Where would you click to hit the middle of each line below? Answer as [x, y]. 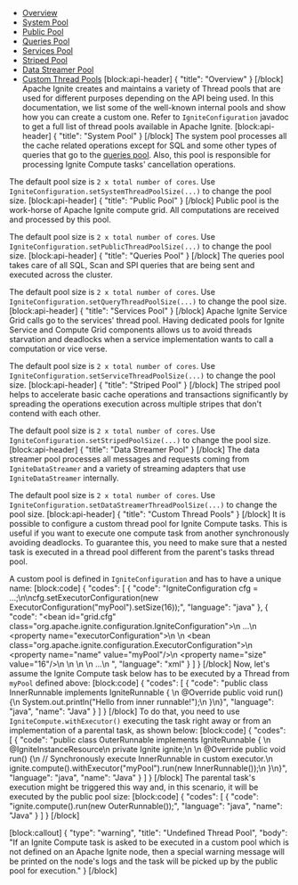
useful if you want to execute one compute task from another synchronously [149, 533]
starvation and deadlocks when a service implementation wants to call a [141, 339]
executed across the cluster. [61, 275]
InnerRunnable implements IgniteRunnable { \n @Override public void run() [146, 692]
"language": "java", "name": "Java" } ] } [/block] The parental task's [133, 778]
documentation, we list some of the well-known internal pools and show [154, 107]
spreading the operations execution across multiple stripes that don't [136, 404]
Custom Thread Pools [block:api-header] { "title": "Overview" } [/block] [153, 79]
